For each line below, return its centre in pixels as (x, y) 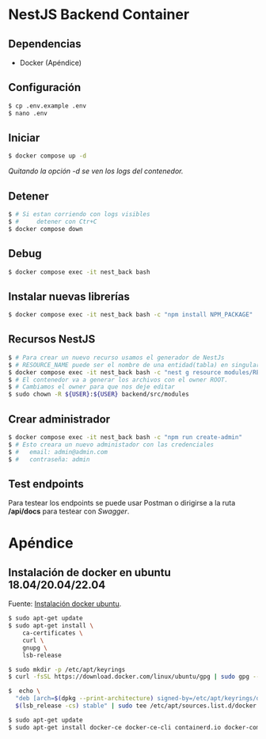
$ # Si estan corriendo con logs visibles (79, 214)
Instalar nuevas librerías (69, 296)
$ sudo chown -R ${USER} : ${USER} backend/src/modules (99, 394)
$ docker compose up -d (47, 156)
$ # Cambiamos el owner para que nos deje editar (92, 387)
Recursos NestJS (52, 339)
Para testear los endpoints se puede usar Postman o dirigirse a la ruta (122, 503)
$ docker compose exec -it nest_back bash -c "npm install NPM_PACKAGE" (131, 315)
